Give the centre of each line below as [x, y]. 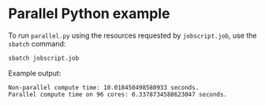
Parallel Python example [89, 14]
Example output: [35, 73]
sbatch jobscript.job [44, 58]
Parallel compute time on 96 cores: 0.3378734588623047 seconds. [118, 94]
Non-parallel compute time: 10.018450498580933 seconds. [104, 87]
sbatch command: [37, 43]
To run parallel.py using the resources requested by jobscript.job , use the [132, 35]
